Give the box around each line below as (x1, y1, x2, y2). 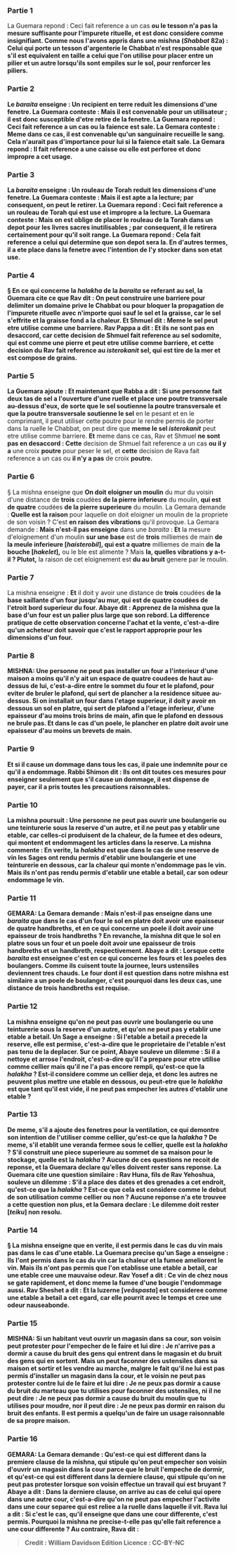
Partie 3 (7, 169, 35, 179)
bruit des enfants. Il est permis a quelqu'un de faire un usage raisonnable (7, 1409, 225, 1417)
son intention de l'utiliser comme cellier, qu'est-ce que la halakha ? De (7, 1133, 218, 1141)
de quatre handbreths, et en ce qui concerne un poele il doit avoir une (7, 924, 214, 933)
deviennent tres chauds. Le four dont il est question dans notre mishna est (7, 969, 229, 977)
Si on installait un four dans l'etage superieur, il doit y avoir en (32, 696, 216, 705)
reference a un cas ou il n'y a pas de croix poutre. (7, 454, 153, 462)
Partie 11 (7, 893, 37, 903)
